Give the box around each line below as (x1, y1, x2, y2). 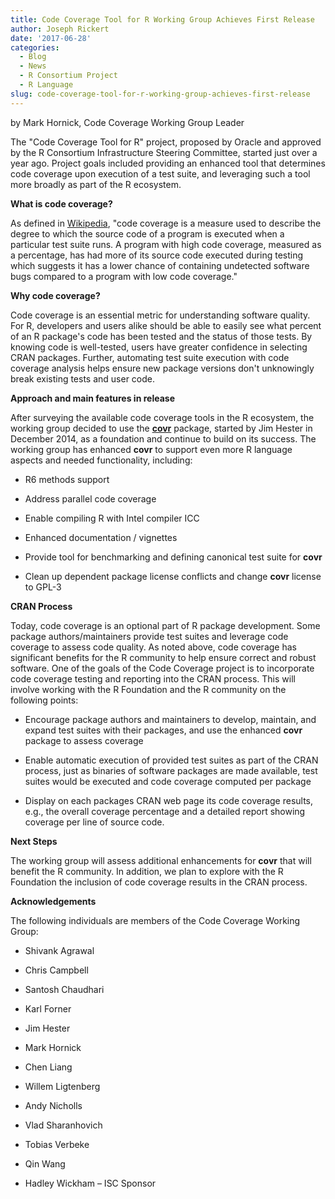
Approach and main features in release (10, 392, 175, 404)
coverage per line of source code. (24, 816, 165, 828)
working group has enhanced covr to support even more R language (10, 443, 293, 455)
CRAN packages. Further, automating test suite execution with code (10, 351, 290, 363)
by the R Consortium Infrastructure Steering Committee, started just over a (10, 146, 318, 158)
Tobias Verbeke (24, 1138, 90, 1150)
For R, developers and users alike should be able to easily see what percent (10, 319, 322, 331)
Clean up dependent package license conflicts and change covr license (24, 570, 322, 582)
